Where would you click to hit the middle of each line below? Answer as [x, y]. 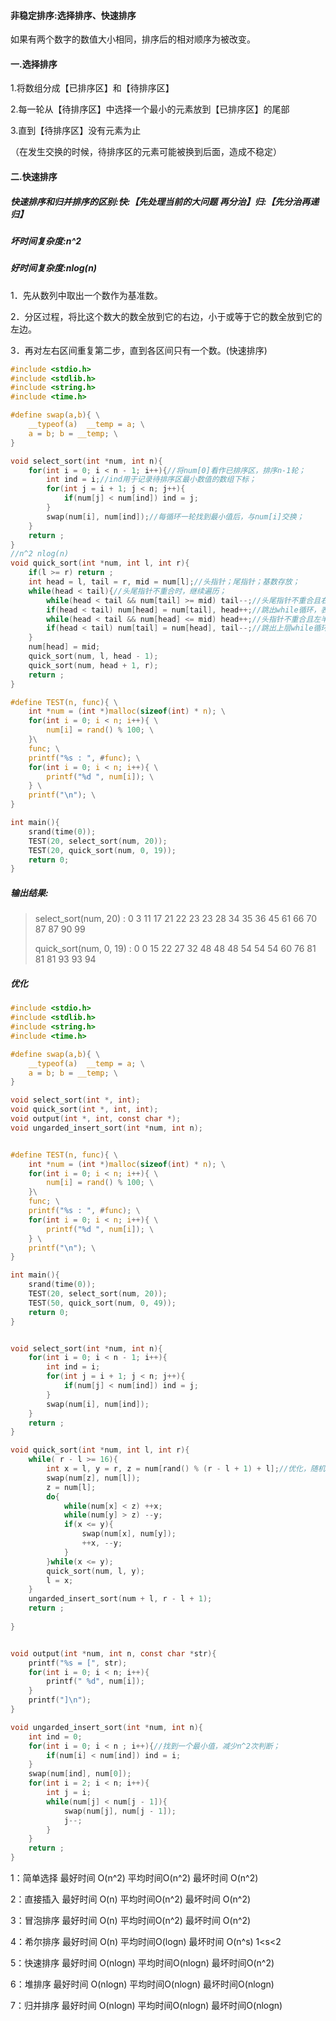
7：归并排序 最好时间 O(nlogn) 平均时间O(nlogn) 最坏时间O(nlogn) [146, 2006]
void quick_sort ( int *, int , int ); [84, 1110]
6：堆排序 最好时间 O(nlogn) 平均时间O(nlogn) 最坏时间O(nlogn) [142, 1984]
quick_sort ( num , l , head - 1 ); [93, 656]
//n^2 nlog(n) [40, 554]
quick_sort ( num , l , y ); [95, 1571]
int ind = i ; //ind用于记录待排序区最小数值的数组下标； [151, 480]
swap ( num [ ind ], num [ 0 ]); [80, 1774]
